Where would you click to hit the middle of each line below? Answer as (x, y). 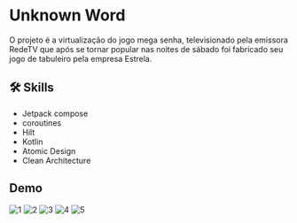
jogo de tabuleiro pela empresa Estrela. (81, 58)
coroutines (42, 123)
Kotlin (32, 142)
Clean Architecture (56, 160)
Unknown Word (67, 15)
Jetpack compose (55, 113)
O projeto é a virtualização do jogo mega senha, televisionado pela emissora (148, 40)
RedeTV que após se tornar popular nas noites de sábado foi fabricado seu (146, 49)
